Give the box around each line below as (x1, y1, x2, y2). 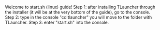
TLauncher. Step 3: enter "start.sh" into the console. (5, 19, 109, 25)
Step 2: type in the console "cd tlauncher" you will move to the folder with (5, 15, 152, 20)
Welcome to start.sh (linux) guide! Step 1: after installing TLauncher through (5, 4, 156, 10)
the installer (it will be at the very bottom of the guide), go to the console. (5, 9, 150, 15)
